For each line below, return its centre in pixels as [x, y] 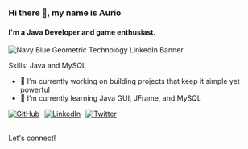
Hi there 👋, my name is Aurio [65, 13]
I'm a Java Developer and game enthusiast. [82, 32]
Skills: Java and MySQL [48, 66]
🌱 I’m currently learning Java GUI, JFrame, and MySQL [110, 98]
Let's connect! [32, 138]
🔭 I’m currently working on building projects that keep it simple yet [130, 81]
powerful [35, 90]
